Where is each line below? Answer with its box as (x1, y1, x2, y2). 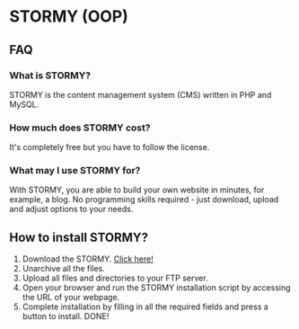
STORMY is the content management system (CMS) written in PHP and (9, 89, 272, 100)
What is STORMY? (9, 69, 92, 82)
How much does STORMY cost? (9, 121, 151, 134)
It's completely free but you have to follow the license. (9, 142, 210, 153)
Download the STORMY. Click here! (22, 253, 154, 264)
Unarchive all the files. (22, 263, 105, 274)
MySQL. (9, 99, 40, 110)
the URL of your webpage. (22, 292, 120, 303)
